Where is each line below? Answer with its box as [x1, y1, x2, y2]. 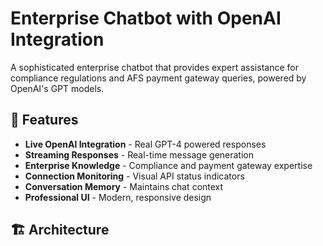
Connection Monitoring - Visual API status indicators [24, 170, 245, 182]
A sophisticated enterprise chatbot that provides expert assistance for [10, 61, 299, 73]
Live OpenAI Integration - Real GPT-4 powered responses [24, 138, 267, 150]
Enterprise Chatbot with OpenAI [10, 7, 282, 30]
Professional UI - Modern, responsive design [24, 191, 212, 203]
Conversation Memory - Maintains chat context [24, 180, 224, 192]
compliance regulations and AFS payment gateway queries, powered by [10, 72, 307, 84]
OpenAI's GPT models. [10, 82, 105, 94]
